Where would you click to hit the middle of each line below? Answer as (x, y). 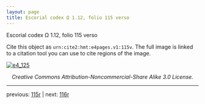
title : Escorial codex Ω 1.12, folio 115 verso (68, 18)
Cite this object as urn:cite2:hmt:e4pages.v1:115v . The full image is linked (100, 47)
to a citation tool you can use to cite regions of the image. (79, 53)
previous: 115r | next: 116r (38, 94)
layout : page (23, 12)
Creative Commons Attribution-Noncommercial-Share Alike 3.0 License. (103, 77)
